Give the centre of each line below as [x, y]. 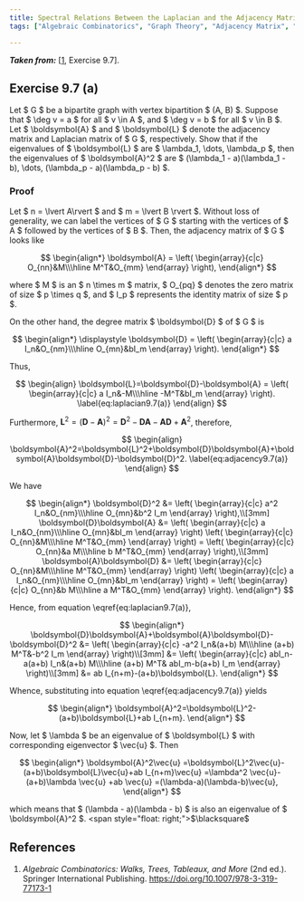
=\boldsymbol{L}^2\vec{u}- [233, 763]
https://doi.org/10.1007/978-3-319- [214, 878]
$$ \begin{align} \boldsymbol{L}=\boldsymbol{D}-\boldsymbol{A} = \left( [152, 384]
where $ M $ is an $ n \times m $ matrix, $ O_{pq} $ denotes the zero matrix [152, 284]
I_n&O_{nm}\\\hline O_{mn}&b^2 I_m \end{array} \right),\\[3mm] [152, 513]
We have [26, 486]
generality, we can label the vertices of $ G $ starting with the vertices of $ [149, 221]
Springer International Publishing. [85, 878]
